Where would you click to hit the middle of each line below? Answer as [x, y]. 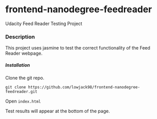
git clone [16, 87]
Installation [18, 65]
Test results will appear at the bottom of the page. [58, 111]
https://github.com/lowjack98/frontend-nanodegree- [84, 87]
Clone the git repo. [25, 78]
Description [20, 37]
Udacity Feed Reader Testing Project [44, 23]
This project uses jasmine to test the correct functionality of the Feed [78, 48]
